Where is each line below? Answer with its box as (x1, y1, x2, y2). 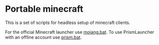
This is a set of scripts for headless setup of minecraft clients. (5, 20, 130, 25)
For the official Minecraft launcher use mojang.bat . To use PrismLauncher (5, 29, 154, 35)
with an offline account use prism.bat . (5, 34, 82, 40)
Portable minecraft (5, 3, 84, 15)
